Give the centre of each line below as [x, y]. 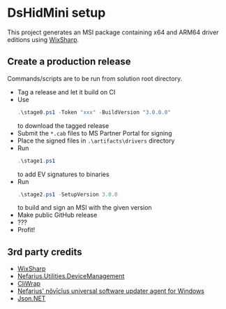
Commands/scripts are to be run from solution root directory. [95, 78]
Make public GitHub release [57, 215]
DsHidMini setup [56, 13]
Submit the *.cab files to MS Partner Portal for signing [95, 133]
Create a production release [69, 62]
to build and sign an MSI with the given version [84, 208]
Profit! [26, 230]
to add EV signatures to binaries [63, 174]
